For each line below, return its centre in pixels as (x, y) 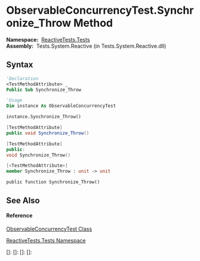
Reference (19, 216)
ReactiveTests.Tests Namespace (46, 240)
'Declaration (22, 78)
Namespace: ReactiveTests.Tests (48, 39)
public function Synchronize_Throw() (53, 182)
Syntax (20, 65)
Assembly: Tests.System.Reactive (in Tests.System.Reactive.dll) (86, 46)
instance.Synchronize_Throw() (44, 117)
